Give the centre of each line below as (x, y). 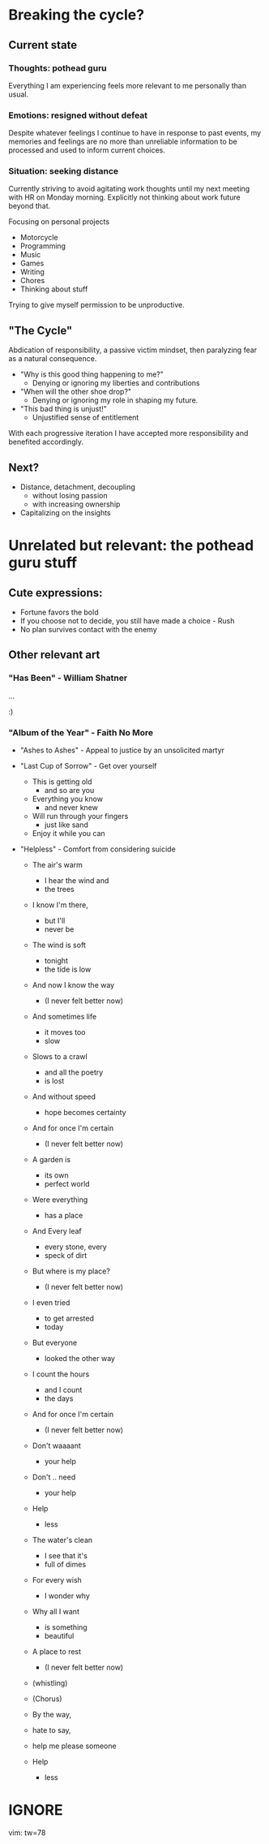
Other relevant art (54, 655)
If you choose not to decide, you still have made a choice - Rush (127, 621)
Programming (43, 246)
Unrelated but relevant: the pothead (131, 546)
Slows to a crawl (60, 1057)
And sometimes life (64, 1017)
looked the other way (80, 1359)
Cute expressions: (56, 593)
